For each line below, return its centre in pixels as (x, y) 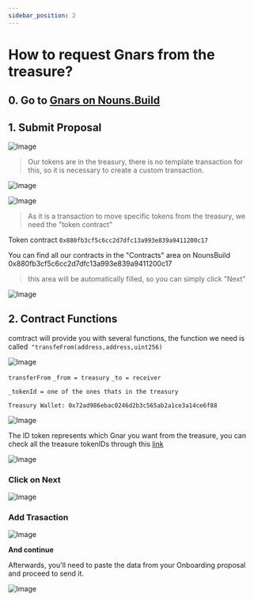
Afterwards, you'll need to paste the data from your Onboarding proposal (127, 565)
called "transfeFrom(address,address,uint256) (85, 346)
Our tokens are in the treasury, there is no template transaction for (135, 162)
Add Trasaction (38, 517)
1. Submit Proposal (55, 127)
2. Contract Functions (63, 319)
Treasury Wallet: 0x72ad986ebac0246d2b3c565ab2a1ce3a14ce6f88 (113, 405)
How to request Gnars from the (112, 54)
